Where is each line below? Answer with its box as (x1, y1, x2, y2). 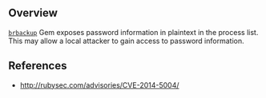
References (8, 59, 67, 73)
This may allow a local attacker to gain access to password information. (8, 36, 244, 45)
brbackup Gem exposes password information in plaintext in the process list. (8, 27, 259, 37)
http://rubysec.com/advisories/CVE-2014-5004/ (19, 80, 179, 90)
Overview (8, 6, 58, 20)
